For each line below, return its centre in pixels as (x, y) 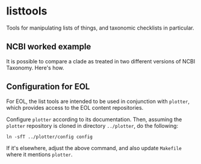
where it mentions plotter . (39, 154)
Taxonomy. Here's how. (35, 68)
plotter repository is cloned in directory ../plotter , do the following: (92, 125)
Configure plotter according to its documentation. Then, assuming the (94, 119)
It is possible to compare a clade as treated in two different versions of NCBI (101, 61)
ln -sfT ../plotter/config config (50, 137)
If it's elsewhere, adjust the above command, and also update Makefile (94, 148)
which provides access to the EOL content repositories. (75, 107)
